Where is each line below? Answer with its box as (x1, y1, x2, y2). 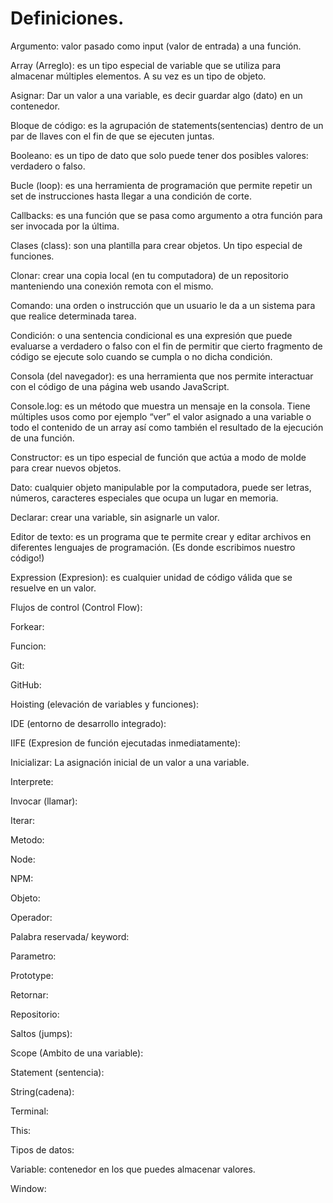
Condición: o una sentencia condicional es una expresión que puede (10, 329, 293, 341)
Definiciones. (10, 7, 125, 30)
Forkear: (10, 620, 45, 632)
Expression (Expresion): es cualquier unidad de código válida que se (10, 571, 293, 583)
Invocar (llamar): (10, 795, 78, 807)
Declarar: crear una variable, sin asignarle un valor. (10, 511, 220, 523)
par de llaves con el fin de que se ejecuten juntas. (10, 130, 215, 142)
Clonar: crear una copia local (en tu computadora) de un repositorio (10, 269, 289, 281)
